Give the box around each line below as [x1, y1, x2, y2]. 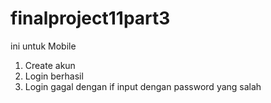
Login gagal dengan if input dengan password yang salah [24, 80, 262, 92]
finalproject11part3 [10, 7, 171, 30]
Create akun [24, 59, 76, 71]
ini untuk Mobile [10, 40, 77, 52]
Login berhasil [24, 70, 84, 82]
